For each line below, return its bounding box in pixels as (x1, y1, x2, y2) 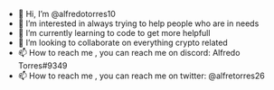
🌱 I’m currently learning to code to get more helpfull (17, 28, 211, 38)
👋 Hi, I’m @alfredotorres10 (17, 9, 116, 19)
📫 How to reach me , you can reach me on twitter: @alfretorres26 (17, 70, 265, 81)
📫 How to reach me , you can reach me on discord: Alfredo (17, 48, 241, 58)
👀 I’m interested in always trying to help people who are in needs (17, 18, 260, 29)
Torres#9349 (17, 60, 68, 71)
